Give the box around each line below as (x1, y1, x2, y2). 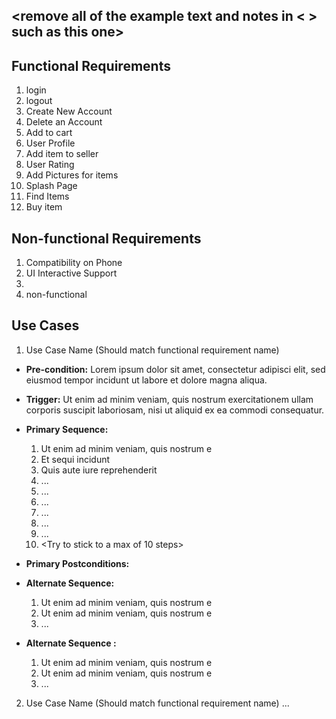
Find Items (25, 190, 70, 203)
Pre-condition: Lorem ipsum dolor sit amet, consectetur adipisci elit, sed (25, 363, 326, 375)
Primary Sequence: (25, 423, 109, 435)
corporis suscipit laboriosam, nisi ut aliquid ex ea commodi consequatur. (25, 404, 325, 416)
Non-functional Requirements (11, 230, 202, 247)
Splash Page (25, 180, 78, 192)
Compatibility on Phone (25, 257, 123, 269)
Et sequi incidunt (40, 453, 111, 465)
